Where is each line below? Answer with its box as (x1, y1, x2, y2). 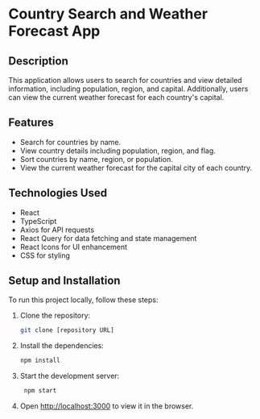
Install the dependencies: (19, 341, 105, 351)
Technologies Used (8, 186, 107, 200)
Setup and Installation (8, 274, 121, 288)
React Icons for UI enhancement (19, 242, 127, 251)
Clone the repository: (19, 311, 91, 321)
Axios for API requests (19, 225, 95, 234)
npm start (23, 387, 57, 395)
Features (8, 116, 54, 130)
